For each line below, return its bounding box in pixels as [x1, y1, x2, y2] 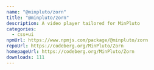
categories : [6, 26, 37, 32]
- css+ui [12, 32, 34, 38]
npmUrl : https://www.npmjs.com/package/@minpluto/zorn [6, 37, 149, 43]
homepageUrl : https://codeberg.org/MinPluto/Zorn [6, 49, 135, 55]
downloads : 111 [6, 54, 45, 60]
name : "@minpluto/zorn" [6, 9, 67, 15]
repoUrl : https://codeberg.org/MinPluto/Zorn [6, 43, 124, 49]
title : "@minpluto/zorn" [6, 15, 69, 21]
